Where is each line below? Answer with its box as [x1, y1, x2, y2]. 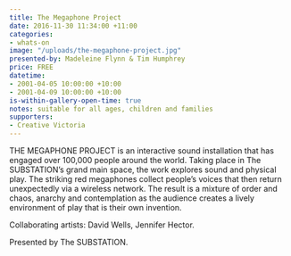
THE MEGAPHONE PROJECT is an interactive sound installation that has [9, 145, 275, 156]
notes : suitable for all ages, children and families [9, 104, 214, 113]
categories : [9, 29, 54, 38]
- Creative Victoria [9, 121, 87, 130]
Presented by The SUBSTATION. [9, 237, 129, 247]
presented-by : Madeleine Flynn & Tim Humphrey [9, 54, 186, 63]
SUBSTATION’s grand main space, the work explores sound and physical [9, 164, 277, 175]
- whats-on [9, 37, 50, 47]
